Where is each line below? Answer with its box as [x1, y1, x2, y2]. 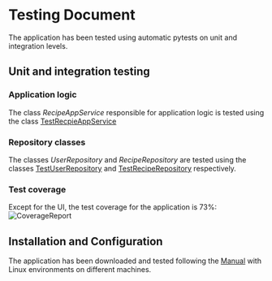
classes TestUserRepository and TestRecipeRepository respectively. [8, 163, 237, 173]
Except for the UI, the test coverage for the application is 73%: [8, 202, 218, 212]
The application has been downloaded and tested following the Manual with [8, 256, 262, 266]
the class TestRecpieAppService [8, 116, 117, 126]
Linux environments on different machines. [8, 265, 152, 275]
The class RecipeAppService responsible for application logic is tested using [8, 107, 265, 117]
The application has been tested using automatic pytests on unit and [8, 32, 238, 42]
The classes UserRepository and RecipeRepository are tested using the [8, 154, 247, 164]
